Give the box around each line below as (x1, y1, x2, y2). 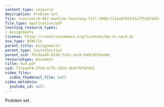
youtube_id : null (9, 84, 45, 89)
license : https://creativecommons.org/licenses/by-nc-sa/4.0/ (5, 35, 134, 39)
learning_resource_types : (5, 25, 58, 30)
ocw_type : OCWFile (5, 39, 42, 44)
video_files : (5, 71, 32, 75)
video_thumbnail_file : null (9, 75, 67, 80)
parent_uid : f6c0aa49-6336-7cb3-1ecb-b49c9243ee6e (5, 52, 110, 57)
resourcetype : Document (5, 57, 54, 62)
